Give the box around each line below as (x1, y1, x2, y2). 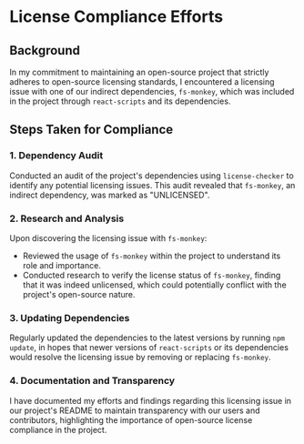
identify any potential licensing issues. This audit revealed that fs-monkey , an (9, 179, 296, 190)
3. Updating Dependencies (9, 311, 130, 324)
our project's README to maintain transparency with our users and (9, 405, 261, 416)
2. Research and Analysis (9, 212, 125, 225)
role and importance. (22, 259, 102, 270)
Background (9, 43, 80, 58)
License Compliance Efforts (9, 6, 224, 27)
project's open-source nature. (22, 288, 136, 299)
